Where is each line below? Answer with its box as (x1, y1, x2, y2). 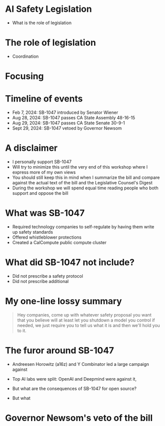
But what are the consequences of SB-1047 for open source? (12, 386, 137, 391)
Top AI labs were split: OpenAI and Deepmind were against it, (12, 376, 137, 382)
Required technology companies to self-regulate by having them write (12, 223, 154, 230)
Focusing (5, 71, 44, 82)
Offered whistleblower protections (12, 234, 82, 240)
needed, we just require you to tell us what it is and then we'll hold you (17, 322, 160, 328)
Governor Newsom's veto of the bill (5, 412, 153, 424)
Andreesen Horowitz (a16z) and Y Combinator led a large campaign (12, 361, 149, 367)
